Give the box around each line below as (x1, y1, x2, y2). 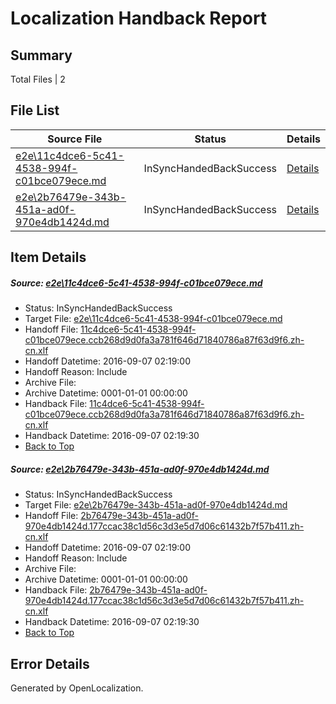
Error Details (10, 655, 90, 672)
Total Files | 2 (10, 73, 66, 85)
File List (10, 102, 60, 119)
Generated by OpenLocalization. (10, 682, 144, 694)
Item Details (10, 249, 87, 266)
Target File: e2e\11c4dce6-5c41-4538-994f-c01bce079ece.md (24, 313, 283, 325)
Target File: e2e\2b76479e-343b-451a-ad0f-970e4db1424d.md (24, 499, 288, 511)
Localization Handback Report (10, 7, 268, 30)
